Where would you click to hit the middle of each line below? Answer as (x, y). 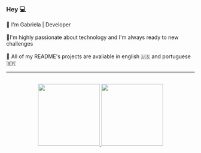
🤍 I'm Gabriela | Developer (39, 25)
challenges (20, 44)
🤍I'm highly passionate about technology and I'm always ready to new (92, 37)
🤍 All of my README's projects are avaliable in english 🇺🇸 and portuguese (99, 56)
